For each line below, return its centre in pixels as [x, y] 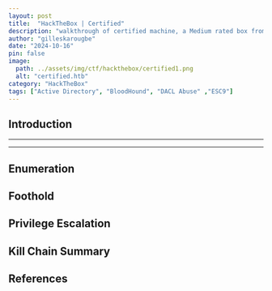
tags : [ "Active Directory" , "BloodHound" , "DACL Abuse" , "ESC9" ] [121, 91]
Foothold [32, 196]
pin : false [27, 53]
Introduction [40, 124]
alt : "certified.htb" [52, 76]
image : [19, 62]
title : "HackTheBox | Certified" [67, 24]
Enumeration [42, 168]
